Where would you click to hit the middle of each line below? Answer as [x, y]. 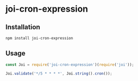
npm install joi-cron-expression [39, 38]
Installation [23, 27]
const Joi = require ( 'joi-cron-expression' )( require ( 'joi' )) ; [70, 64]
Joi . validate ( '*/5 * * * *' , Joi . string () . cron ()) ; [59, 73]
